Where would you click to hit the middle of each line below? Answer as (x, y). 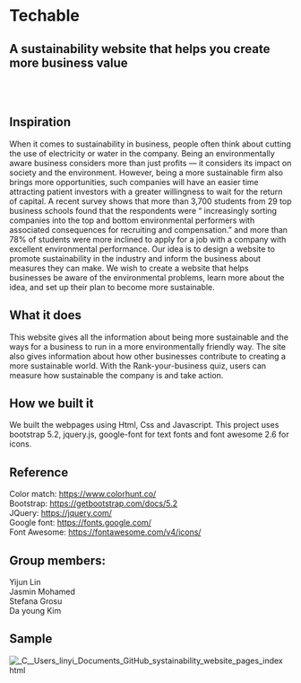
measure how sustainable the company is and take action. (116, 375)
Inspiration (40, 122)
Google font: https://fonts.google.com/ (81, 523)
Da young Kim (35, 611)
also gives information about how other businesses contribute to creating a (148, 356)
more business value (69, 62)
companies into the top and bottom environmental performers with (132, 220)
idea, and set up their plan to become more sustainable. (112, 287)
